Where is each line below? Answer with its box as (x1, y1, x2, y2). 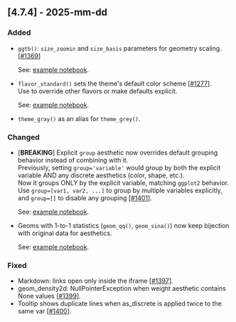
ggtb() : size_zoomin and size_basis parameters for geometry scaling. (17, 43, 222, 53)
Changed (7, 132, 41, 142)
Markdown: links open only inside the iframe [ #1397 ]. (17, 276, 173, 285)
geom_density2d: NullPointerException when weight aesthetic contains (17, 284, 226, 293)
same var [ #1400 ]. (17, 307, 72, 316)
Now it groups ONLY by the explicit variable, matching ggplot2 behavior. (17, 178, 230, 187)
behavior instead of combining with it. (17, 155, 129, 164)
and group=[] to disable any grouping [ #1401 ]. (17, 193, 152, 202)
